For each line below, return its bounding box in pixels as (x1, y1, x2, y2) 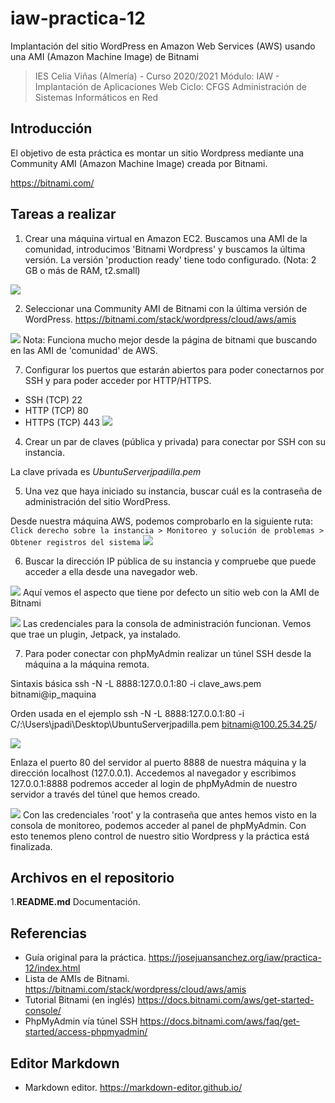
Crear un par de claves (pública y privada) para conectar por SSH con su (24, 435, 326, 447)
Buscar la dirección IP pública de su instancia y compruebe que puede (24, 555, 317, 567)
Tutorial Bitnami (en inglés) (24, 994, 136, 1006)
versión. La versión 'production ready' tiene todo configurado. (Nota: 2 (24, 253, 317, 266)
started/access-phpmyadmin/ (24, 1026, 148, 1038)
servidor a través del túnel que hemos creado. (10, 788, 201, 800)
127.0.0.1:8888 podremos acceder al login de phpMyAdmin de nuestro (10, 777, 298, 789)
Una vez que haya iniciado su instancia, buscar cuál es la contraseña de (24, 485, 323, 497)
